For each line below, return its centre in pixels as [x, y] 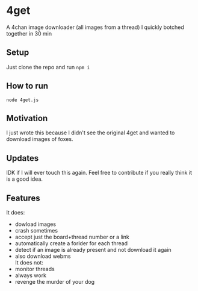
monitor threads [35, 269]
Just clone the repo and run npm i [48, 67]
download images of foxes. [40, 139]
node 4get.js [23, 100]
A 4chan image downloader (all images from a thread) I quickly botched [95, 27]
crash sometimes [36, 230]
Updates [23, 158]
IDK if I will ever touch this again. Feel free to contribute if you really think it [99, 173]
